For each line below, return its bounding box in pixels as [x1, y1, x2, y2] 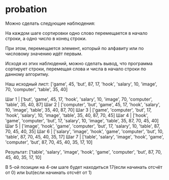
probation [5, 4, 47, 15]
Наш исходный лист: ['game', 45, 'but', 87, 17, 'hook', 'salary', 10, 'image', [5, 81, 157, 87]
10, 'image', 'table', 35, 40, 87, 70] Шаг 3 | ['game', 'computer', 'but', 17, [5, 107, 152, 113]
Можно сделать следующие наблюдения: [5, 20, 95, 26]
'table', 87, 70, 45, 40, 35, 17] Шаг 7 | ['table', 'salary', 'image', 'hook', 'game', [5, 133, 164, 140]
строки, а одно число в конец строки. [5, 35, 87, 41]
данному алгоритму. [5, 71, 49, 77]
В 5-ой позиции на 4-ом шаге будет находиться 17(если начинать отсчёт [5, 164, 162, 170]
